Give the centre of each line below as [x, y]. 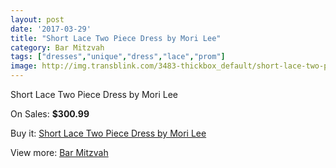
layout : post [37, 19]
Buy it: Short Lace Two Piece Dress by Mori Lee [108, 133]
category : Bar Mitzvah [57, 47]
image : [24, 66]
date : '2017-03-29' [51, 29]
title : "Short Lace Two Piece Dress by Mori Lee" [116, 38]
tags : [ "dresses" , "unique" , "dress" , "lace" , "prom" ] [118, 57]
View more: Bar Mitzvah [59, 152]
